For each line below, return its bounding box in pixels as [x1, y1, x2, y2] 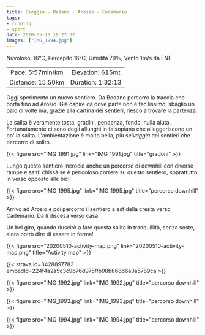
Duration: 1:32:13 [70, 78, 122, 87]
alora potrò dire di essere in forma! [6, 231, 94, 237]
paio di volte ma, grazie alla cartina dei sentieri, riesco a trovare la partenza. [6, 107, 198, 114]
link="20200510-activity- [121, 242, 185, 249]
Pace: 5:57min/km [10, 68, 64, 77]
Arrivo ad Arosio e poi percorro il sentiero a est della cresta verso [6, 206, 171, 212]
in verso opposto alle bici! [6, 175, 72, 182]
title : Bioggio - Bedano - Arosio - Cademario [6, 9, 127, 15]
